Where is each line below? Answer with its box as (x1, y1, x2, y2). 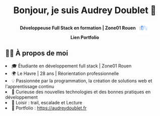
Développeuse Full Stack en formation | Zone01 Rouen (20, 25, 136, 31)
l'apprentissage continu (5, 83, 55, 89)
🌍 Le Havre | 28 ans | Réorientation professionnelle (12, 70, 119, 76)
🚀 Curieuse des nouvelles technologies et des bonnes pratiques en (12, 89, 151, 95)
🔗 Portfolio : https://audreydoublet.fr (12, 105, 87, 111)
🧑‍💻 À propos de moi (5, 49, 68, 58)
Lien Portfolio (70, 34, 99, 40)
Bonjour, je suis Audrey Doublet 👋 (13, 5, 156, 16)
